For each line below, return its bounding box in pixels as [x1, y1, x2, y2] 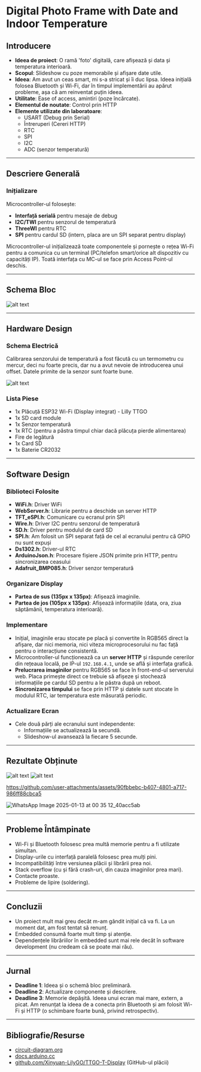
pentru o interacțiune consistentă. [14, 647, 99, 654]
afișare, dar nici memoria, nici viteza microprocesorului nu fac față [14, 641, 178, 648]
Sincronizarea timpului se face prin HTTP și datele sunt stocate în [14, 685, 179, 693]
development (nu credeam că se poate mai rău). [14, 943, 134, 950]
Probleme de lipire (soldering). [14, 878, 90, 886]
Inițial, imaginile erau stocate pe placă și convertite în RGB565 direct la [14, 634, 189, 642]
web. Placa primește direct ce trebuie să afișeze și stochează [14, 672, 166, 680]
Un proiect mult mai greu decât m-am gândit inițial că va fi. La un [14, 917, 175, 925]
